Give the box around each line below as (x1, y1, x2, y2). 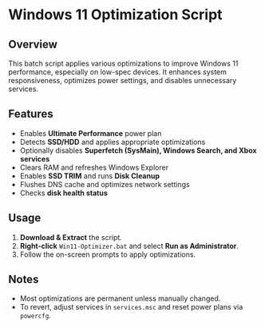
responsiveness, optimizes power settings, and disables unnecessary (8, 76, 237, 85)
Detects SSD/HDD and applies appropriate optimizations (19, 137, 206, 146)
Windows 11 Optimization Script (8, 6, 223, 24)
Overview (8, 38, 58, 51)
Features (8, 107, 53, 121)
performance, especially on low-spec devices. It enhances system (8, 67, 227, 77)
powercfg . (19, 310, 52, 321)
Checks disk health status (19, 188, 108, 198)
